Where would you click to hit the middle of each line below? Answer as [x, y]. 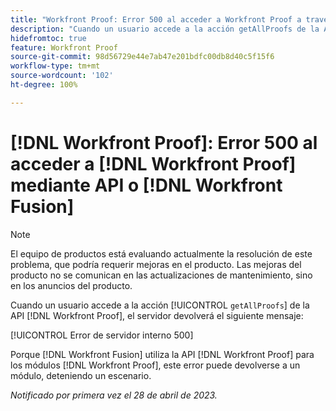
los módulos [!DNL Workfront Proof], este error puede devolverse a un [155, 365]
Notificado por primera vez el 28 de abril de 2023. [114, 395]
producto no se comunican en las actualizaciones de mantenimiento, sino [161, 275]
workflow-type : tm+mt [55, 66]
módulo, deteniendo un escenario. [81, 375]
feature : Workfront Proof [64, 47]
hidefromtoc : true [48, 38]
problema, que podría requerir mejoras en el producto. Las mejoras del [156, 264]
